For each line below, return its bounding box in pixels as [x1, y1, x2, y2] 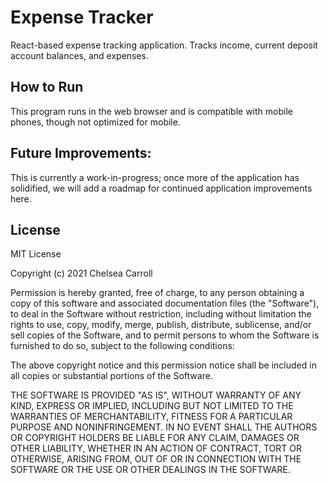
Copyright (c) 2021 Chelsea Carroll [10, 267, 153, 280]
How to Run [10, 79, 84, 96]
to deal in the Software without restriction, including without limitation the [10, 308, 312, 320]
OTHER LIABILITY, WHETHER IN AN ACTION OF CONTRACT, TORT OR [10, 442, 302, 455]
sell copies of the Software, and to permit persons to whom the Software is [10, 329, 320, 341]
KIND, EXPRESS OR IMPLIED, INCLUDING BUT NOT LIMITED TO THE [10, 400, 294, 412]
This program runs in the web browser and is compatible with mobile [10, 105, 293, 117]
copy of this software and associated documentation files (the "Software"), [10, 297, 320, 310]
